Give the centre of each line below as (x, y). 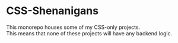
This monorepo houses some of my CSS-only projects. (73, 27)
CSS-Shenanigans (53, 11)
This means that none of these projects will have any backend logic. (89, 33)
